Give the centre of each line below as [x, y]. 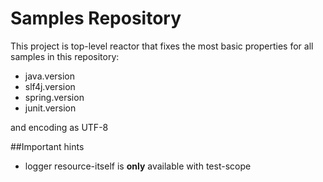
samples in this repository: [65, 56]
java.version [50, 76]
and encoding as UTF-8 [59, 127]
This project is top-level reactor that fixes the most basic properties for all [162, 46]
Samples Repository [96, 18]
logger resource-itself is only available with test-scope [138, 166]
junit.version [50, 108]
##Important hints [47, 146]
